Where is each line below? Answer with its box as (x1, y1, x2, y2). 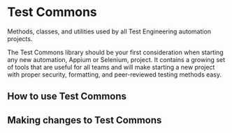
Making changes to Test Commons (7, 114, 162, 126)
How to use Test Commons (7, 91, 127, 102)
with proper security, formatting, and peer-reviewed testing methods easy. (7, 70, 222, 79)
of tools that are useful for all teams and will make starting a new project (7, 63, 215, 71)
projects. (7, 34, 33, 42)
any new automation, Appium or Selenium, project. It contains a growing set (7, 55, 226, 63)
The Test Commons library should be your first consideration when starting (7, 48, 224, 56)
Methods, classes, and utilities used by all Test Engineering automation (7, 27, 212, 36)
